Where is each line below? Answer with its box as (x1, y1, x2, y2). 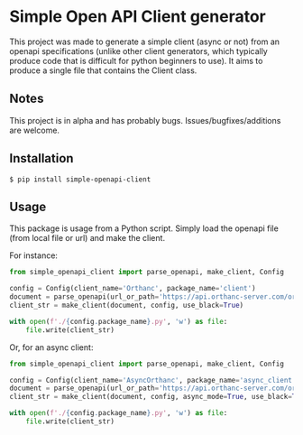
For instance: (9, 250, 59, 261)
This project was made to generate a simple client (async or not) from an (9, 36, 280, 47)
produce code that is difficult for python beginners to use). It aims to (9, 55, 263, 66)
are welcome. (9, 125, 60, 135)
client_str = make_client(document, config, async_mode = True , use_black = (9, 393, 293, 402)
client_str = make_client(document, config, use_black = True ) (9, 301, 244, 310)
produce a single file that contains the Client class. (9, 65, 197, 76)
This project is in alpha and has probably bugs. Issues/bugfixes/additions (9, 115, 281, 125)
